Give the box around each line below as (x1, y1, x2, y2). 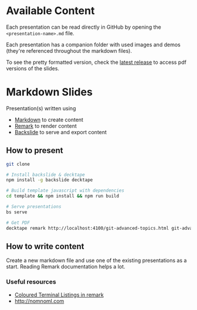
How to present (6, 145, 63, 156)
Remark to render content (14, 122, 77, 130)
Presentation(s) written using (6, 104, 76, 112)
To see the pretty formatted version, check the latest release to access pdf (6, 59, 186, 66)
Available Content (6, 4, 95, 18)
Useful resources (6, 278, 57, 286)
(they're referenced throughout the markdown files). (6, 47, 132, 54)
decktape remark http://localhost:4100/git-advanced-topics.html (6, 225, 169, 231)
